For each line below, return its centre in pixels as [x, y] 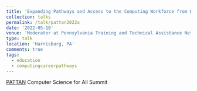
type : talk [19, 38]
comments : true [25, 50]
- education [26, 60]
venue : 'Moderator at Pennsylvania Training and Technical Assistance [94, 33]
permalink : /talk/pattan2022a [43, 22]
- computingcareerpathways [44, 66]
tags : [13, 55]
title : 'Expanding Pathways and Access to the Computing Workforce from [97, 11]
